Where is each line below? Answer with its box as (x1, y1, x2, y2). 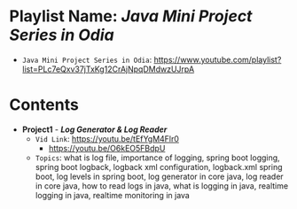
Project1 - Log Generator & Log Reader (21, 124, 168, 135)
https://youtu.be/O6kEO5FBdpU (48, 143, 166, 153)
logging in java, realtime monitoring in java (35, 190, 191, 200)
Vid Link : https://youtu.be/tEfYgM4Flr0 (35, 133, 180, 143)
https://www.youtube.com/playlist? (153, 54, 282, 65)
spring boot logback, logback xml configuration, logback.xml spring (35, 161, 283, 172)
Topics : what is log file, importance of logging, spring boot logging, (35, 152, 281, 163)
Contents (9, 95, 80, 115)
